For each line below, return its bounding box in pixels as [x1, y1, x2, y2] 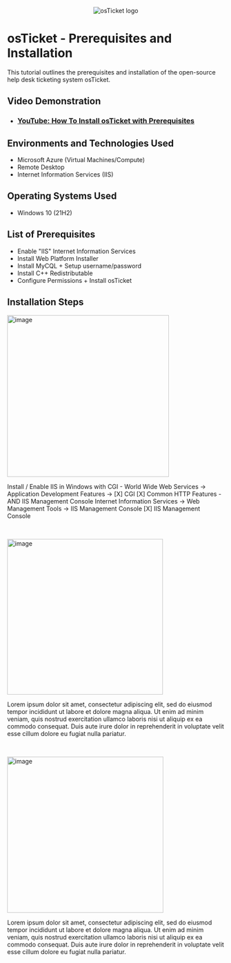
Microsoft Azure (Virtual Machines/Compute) [17, 156, 145, 164]
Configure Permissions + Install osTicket [17, 276, 132, 284]
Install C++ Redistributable [17, 269, 93, 277]
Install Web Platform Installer [17, 254, 99, 262]
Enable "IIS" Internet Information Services [17, 247, 136, 255]
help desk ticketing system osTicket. [7, 75, 111, 83]
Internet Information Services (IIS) [17, 170, 114, 179]
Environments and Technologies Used [7, 137, 174, 149]
